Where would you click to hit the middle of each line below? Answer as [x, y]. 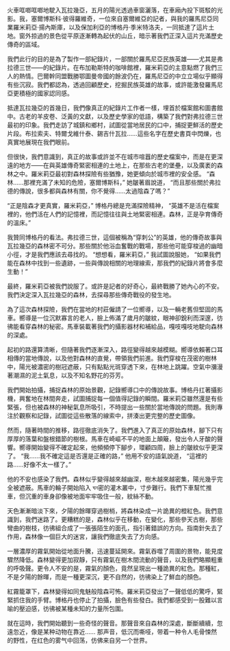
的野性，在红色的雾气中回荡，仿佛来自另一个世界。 [79, 640]
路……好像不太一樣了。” [39, 464]
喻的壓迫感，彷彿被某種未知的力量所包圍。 [67, 608]
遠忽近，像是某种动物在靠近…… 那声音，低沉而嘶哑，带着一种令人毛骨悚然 [112, 632]
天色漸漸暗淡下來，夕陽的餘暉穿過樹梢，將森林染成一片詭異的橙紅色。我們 [112, 511]
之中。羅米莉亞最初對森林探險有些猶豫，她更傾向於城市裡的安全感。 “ [111, 174]
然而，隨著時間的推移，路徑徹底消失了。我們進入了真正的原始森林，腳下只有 [115, 430]
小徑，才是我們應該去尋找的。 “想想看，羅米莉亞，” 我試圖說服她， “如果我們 [114, 255]
